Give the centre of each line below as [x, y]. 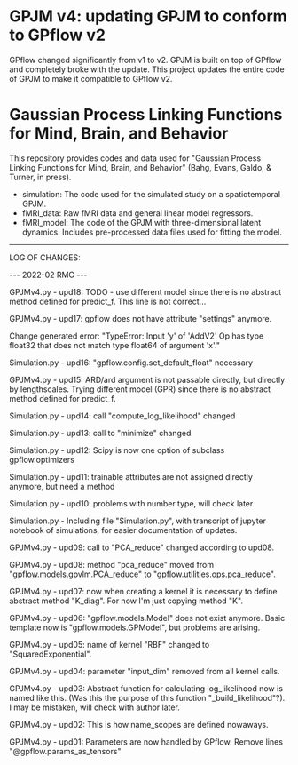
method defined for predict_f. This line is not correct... [108, 301]
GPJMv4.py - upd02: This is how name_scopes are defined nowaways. [139, 724]
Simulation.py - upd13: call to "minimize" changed [100, 433]
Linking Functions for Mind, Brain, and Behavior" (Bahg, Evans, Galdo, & [141, 167]
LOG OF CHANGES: [45, 257]
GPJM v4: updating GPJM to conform [149, 16]
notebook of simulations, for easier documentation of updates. [123, 530]
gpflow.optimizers [42, 459]
